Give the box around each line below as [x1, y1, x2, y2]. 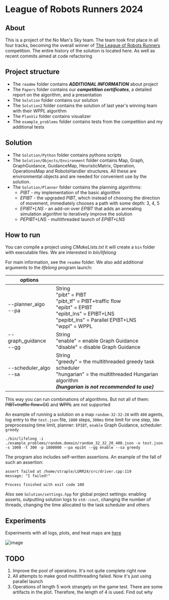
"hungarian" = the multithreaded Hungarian [56, 371, 158, 378]
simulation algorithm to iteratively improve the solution [20, 211, 132, 217]
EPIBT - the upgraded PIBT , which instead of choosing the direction [20, 195, 160, 201]
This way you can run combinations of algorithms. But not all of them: [5, 396, 149, 402]
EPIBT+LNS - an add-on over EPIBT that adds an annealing [20, 205, 142, 211]
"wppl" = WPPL [56, 323, 93, 330]
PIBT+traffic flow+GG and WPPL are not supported [5, 402, 111, 408]
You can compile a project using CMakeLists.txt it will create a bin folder [5, 244, 155, 250]
